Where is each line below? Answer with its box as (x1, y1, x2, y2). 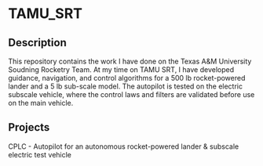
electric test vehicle (8, 150, 72, 159)
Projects (8, 121, 50, 134)
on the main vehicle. (8, 99, 74, 107)
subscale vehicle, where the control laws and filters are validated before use (8, 90, 255, 99)
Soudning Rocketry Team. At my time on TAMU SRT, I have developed (8, 65, 235, 74)
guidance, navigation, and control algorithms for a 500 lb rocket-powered (8, 74, 246, 82)
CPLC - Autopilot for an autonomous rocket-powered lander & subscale (8, 142, 239, 151)
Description (8, 36, 67, 49)
